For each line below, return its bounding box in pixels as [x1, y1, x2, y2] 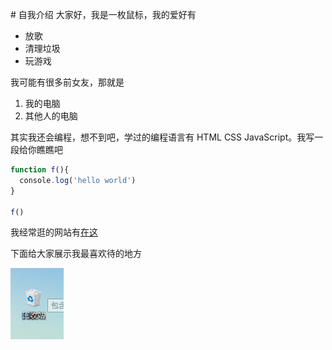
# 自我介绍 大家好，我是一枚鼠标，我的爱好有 [10, 9, 197, 20]
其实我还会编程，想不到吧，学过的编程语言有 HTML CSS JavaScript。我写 [10, 131, 315, 143]
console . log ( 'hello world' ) [19, 175, 137, 185]
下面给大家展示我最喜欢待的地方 [10, 248, 142, 260]
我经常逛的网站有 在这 [10, 226, 98, 238]
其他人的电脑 [24, 110, 78, 122]
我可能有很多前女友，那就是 [10, 76, 125, 88]
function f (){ [10, 165, 70, 175]
